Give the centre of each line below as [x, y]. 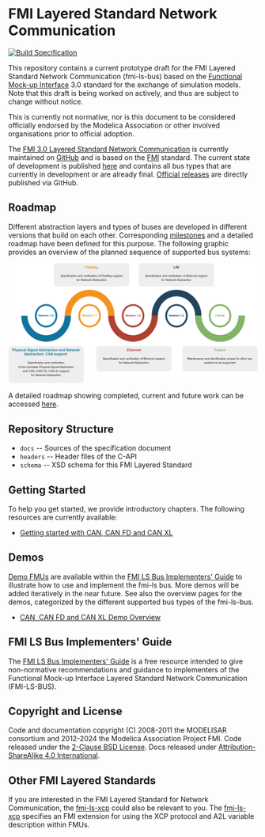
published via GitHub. [44, 182]
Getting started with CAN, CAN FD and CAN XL [96, 533]
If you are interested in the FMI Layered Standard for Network [108, 800]
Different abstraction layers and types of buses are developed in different [128, 226]
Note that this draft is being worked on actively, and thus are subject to [124, 93]
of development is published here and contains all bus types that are [120, 165]
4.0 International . [72, 755]
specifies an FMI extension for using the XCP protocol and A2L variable [138, 816]
